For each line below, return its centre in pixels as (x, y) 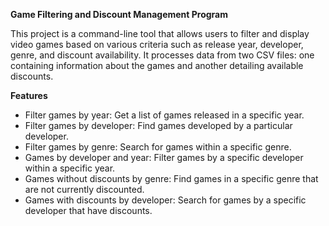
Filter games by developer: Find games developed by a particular (158, 125)
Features (29, 95)
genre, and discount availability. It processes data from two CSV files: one (162, 55)
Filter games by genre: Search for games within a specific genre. (158, 147)
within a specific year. (70, 168)
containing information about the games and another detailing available (157, 65)
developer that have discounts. (88, 210)
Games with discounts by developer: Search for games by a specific (165, 200)
